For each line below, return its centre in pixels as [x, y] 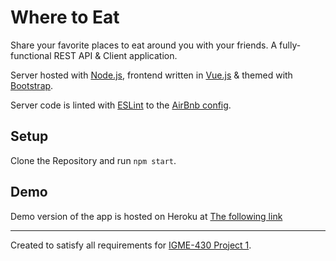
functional [31, 55]
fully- [290, 45]
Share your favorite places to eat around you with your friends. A [144, 45]
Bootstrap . [32, 85]
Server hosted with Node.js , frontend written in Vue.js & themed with [151, 75]
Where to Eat [65, 17]
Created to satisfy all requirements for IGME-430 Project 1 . [131, 245]
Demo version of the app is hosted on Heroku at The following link [146, 216]
